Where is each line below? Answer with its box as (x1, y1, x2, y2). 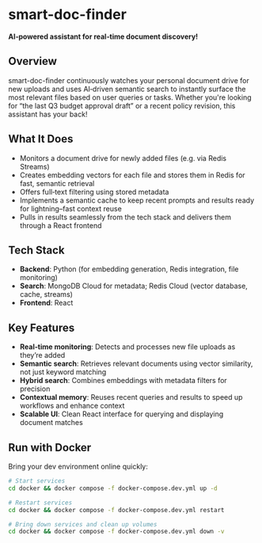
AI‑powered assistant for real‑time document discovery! (8, 32, 199, 41)
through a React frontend (19, 220, 102, 230)
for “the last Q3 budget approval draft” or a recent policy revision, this (8, 101, 236, 110)
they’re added (19, 351, 66, 360)
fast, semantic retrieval (19, 178, 95, 188)
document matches (19, 418, 83, 427)
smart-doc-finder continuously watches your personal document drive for (8, 75, 249, 85)
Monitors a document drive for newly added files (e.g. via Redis (19, 153, 227, 163)
